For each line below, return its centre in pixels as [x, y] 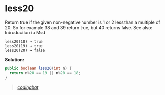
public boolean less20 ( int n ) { [38, 68]
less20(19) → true [24, 46]
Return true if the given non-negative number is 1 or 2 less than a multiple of [83, 22]
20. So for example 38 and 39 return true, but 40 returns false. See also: [79, 27]
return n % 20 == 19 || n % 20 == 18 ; [45, 73]
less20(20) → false [25, 50]
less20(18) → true [24, 42]
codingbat [28, 87]
